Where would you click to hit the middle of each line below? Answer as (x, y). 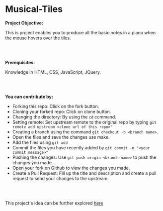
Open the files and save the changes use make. (61, 137)
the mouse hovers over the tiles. (38, 38)
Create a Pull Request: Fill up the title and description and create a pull (84, 173)
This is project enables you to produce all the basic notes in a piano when (80, 32)
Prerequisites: (20, 62)
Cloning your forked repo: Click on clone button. (62, 111)
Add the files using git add (40, 142)
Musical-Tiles (34, 9)
